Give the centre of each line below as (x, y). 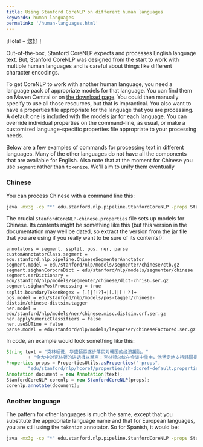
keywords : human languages (40, 18)
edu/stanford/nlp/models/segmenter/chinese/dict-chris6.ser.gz (88, 280)
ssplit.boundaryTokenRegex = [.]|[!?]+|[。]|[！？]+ (72, 292)
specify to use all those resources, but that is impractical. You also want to (99, 104)
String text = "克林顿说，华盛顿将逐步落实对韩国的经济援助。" (78, 352)
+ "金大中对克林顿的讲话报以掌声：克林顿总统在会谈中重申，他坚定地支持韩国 (111, 357)
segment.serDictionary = (37, 275)
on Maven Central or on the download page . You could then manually (92, 97)
